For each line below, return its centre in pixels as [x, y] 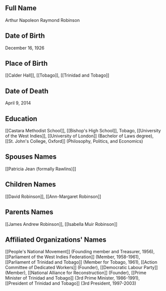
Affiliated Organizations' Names [56, 240]
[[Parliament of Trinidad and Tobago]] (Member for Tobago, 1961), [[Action [81, 262]
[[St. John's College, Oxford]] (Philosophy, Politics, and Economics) [74, 141]
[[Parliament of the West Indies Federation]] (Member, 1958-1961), [73, 257]
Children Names [30, 184]
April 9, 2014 [18, 103]
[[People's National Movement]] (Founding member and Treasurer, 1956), [80, 252]
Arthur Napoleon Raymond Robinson [43, 20]
